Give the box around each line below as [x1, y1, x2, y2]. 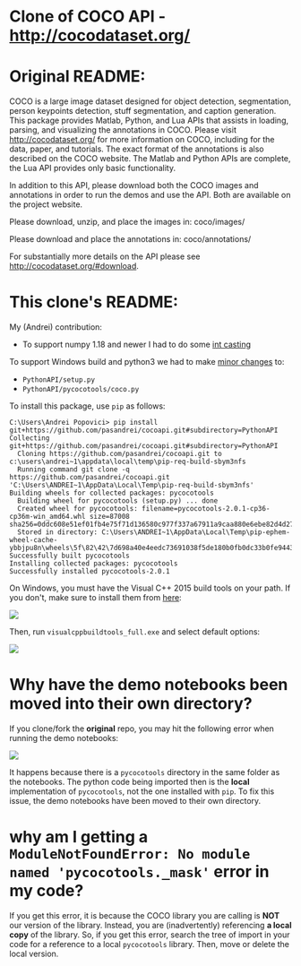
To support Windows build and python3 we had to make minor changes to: [9, 357, 285, 367]
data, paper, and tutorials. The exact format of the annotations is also [9, 143, 264, 154]
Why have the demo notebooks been [9, 675, 288, 695]
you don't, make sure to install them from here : [9, 592, 182, 603]
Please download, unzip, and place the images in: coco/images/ [9, 217, 245, 228]
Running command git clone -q [17, 465, 130, 474]
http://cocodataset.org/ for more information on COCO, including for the [9, 134, 275, 145]
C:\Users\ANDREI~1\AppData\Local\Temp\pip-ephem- [101, 528, 291, 537]
